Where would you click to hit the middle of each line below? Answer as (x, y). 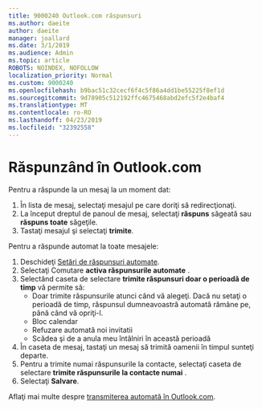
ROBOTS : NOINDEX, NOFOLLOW (53, 68)
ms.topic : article (39, 61)
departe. (34, 355)
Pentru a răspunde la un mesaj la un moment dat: (90, 189)
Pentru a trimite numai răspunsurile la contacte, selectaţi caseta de (131, 364)
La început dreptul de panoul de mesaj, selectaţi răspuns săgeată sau (135, 213)
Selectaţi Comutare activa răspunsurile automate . (105, 270)
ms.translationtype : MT (48, 105)
